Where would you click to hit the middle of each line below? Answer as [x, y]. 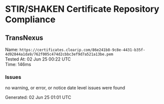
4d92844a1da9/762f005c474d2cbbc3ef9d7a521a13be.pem [59, 54]
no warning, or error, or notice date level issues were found [65, 88]
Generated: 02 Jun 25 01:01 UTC [38, 98]
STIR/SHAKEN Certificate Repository [82, 9]
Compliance [30, 19]
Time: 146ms [18, 64]
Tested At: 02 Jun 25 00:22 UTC [38, 59]
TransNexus [24, 38]
